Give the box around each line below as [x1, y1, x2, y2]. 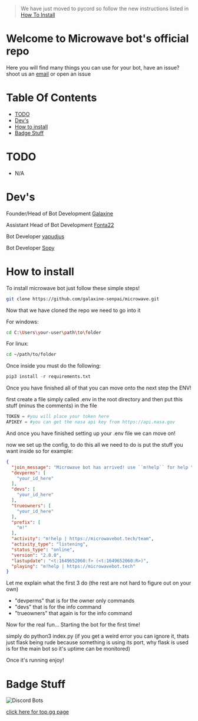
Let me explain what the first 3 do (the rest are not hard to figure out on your [6, 579, 192, 587]
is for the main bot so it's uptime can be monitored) [6, 645, 131, 652]
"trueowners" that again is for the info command [14, 610, 133, 617]
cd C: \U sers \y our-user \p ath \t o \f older [6, 329, 101, 336]
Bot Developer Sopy [6, 244, 55, 251]
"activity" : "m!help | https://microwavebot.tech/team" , [11, 536, 154, 542]
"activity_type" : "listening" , [11, 541, 88, 547]
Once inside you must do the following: [6, 362, 101, 369]
